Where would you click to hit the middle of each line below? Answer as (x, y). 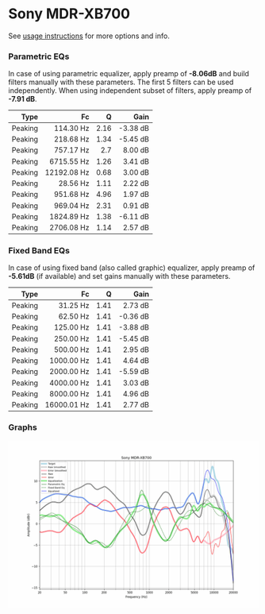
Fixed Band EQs (39, 250)
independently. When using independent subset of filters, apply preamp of (130, 91)
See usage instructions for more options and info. (89, 36)
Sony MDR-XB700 (69, 14)
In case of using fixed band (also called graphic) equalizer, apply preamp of (132, 268)
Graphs (23, 427)
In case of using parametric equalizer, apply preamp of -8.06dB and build (129, 74)
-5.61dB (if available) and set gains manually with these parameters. (119, 276)
